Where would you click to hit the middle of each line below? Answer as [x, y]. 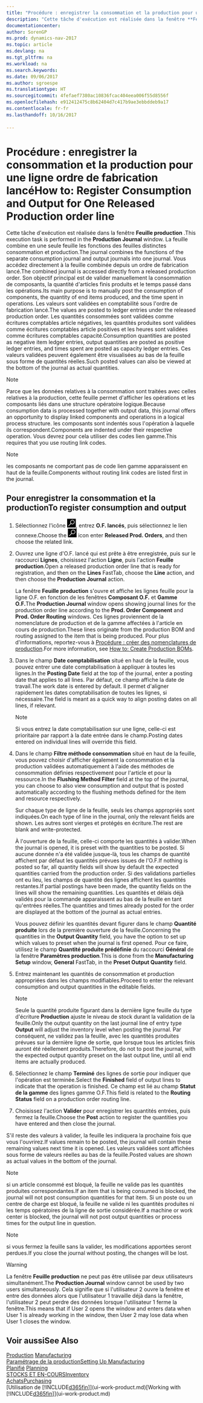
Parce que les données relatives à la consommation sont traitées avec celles [101, 391]
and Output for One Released [81, 203]
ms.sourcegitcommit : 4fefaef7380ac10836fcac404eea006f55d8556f [88, 96]
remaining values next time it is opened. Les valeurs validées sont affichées [100, 1148]
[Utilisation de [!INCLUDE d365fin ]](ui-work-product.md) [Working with [94, 1387]
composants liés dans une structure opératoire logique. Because [86, 404]
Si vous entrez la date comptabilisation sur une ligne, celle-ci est [95, 729]
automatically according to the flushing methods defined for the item [100, 792]
